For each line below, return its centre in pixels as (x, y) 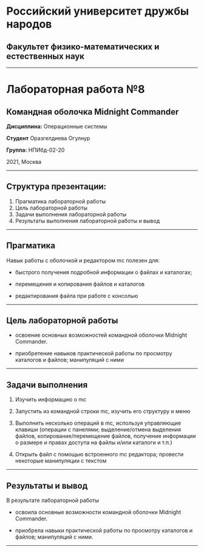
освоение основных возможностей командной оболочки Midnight (101, 335)
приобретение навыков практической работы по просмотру (93, 353)
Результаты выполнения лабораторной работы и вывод (87, 221)
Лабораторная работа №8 (76, 89)
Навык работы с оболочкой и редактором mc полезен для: (83, 260)
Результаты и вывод (47, 486)
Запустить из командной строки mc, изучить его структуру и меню (103, 411)
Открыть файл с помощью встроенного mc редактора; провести (99, 455)
